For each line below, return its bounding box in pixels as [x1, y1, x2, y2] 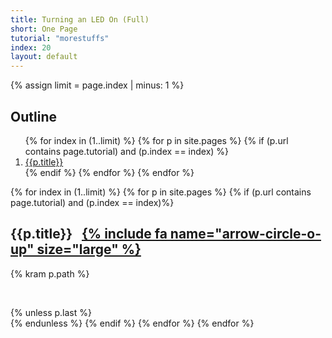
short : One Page [10, 24, 78, 34]
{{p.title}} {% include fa [10, 226, 168, 243]
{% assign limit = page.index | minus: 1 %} [10, 79, 185, 91]
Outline [10, 108, 57, 125]
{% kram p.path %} [10, 267, 90, 280]
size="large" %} [36, 241, 142, 258]
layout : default [10, 52, 78, 62]
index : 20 [10, 42, 52, 53]
